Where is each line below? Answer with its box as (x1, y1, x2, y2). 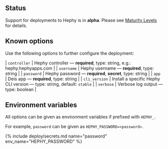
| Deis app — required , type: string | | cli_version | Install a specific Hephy (5, 76, 160, 82)
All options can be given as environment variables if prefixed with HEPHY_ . (5, 114, 156, 120)
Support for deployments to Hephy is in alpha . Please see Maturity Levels (5, 17, 157, 23)
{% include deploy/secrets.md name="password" (5, 133, 107, 139)
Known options (5, 37, 53, 45)
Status (5, 4, 26, 12)
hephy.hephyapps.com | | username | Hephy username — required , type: (5, 65, 154, 71)
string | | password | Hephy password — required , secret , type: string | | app (5, 70, 161, 76)
